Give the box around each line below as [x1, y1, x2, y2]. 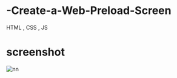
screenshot [6, 45, 65, 59]
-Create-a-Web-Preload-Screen [6, 4, 172, 18]
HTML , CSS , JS [6, 24, 48, 31]
